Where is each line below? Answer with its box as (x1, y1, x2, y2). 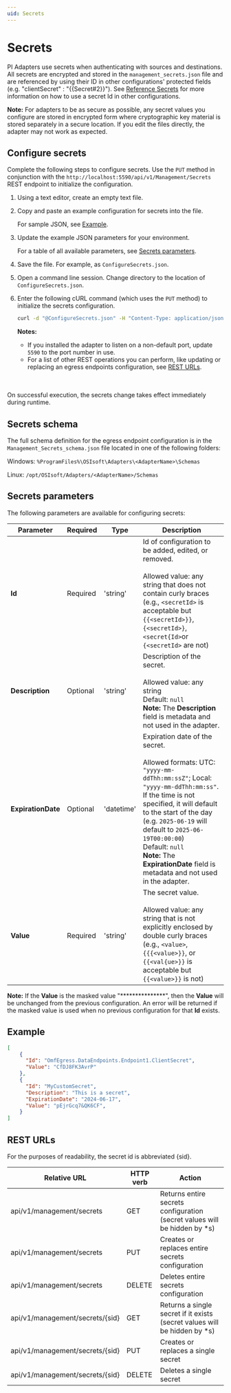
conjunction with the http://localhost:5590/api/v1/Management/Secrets (7, 173, 212, 181)
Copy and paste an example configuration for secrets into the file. (16, 207, 203, 215)
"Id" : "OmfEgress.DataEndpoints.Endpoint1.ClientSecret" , (25, 1057, 195, 1064)
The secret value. (142, 888, 199, 897)
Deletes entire (159, 1272, 205, 1281)
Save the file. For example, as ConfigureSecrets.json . (16, 260, 169, 269)
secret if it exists (159, 1309, 213, 1318)
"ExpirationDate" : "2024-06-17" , (25, 1096, 122, 1103)
